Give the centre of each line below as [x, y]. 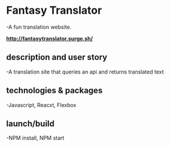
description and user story [57, 57]
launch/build [31, 123]
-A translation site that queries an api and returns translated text [85, 72]
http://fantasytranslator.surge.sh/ [50, 38]
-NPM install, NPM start [35, 138]
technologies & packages [54, 91]
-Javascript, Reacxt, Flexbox [41, 105]
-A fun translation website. [39, 27]
